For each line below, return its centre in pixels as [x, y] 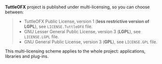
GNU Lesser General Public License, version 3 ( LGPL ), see [82, 32]
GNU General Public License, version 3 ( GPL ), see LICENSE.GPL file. [91, 42]
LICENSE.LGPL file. [41, 37]
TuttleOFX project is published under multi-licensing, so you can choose [77, 7]
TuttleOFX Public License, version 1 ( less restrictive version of [87, 21]
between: [15, 12]
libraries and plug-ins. [27, 56]
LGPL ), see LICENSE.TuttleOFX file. [58, 26]
